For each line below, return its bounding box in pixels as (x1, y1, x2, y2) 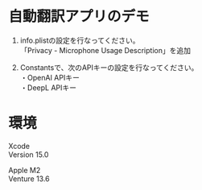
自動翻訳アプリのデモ (8, 7, 150, 26)
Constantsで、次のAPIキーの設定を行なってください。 (19, 62, 199, 72)
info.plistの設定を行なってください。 (19, 35, 140, 45)
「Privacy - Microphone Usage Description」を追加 (19, 45, 192, 55)
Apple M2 (8, 165, 41, 175)
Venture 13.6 (8, 174, 50, 184)
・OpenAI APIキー (19, 72, 80, 82)
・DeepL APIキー (19, 82, 77, 93)
